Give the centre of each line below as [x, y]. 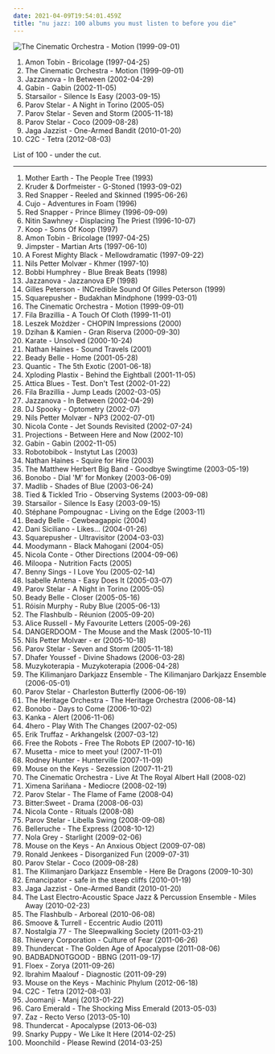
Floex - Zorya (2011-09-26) [70, 965]
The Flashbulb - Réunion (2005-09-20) [90, 614]
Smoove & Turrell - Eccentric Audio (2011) [94, 923]
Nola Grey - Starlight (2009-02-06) [83, 837]
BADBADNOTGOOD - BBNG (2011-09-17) [93, 956]
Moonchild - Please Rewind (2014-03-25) [94, 1042]
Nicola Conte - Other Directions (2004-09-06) [102, 554]
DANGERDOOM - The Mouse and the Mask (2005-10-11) [118, 631]
